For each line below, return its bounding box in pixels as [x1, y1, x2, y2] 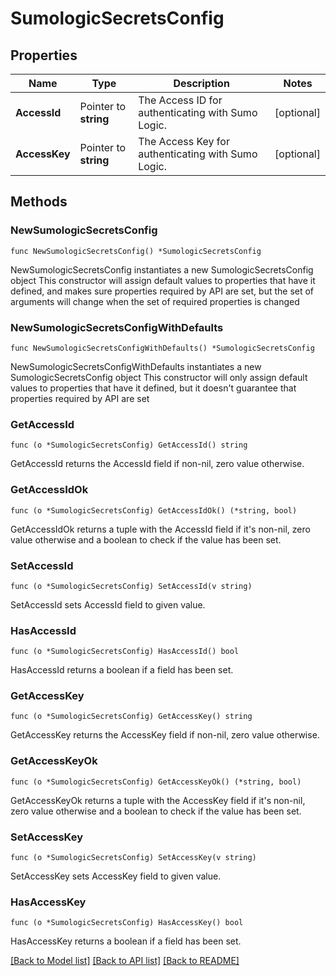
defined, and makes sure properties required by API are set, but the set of [10, 285, 315, 297]
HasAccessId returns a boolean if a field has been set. [10, 664, 234, 676]
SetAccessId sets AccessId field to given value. [10, 598, 206, 611]
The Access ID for [138, 93, 223, 107]
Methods [10, 193, 68, 211]
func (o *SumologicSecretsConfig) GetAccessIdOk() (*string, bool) [10, 505, 298, 516]
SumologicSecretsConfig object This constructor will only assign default [10, 371, 308, 383]
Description [173, 77, 230, 90]
